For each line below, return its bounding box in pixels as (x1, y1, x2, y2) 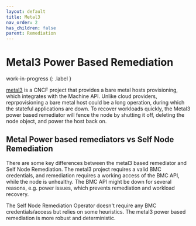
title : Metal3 (6, 14, 41, 20)
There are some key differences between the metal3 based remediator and (6, 159, 187, 166)
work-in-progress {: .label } (6, 75, 72, 82)
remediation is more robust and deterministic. (6, 214, 116, 221)
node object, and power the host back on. (6, 118, 107, 125)
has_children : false (6, 25, 57, 31)
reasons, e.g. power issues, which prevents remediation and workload (6, 184, 176, 191)
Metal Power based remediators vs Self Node (6, 134, 174, 144)
